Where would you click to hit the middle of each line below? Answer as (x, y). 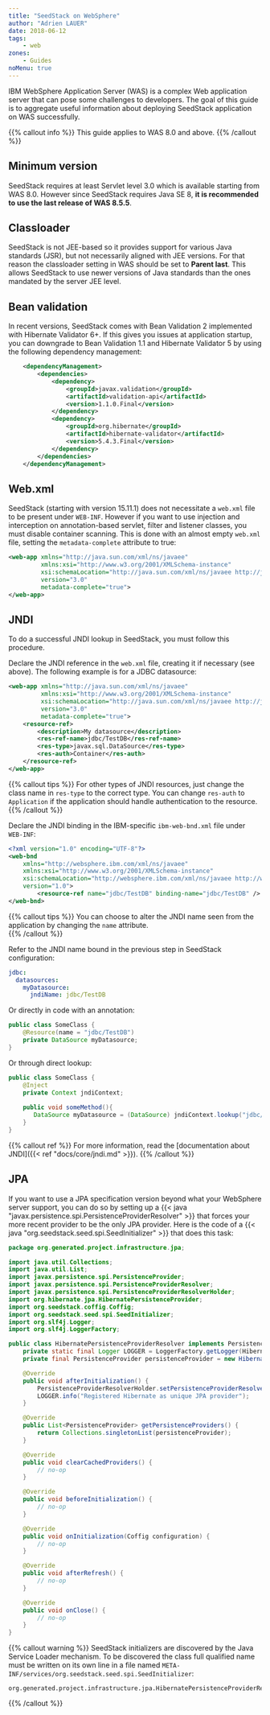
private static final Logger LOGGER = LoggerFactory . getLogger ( (133, 1352)
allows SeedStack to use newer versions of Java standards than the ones (130, 273)
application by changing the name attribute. (78, 925)
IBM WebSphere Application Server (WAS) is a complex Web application (128, 91)
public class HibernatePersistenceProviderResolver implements (117, 1344)
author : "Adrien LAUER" (48, 23)
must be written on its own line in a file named (84, 1665)
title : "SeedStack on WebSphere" (64, 16)
